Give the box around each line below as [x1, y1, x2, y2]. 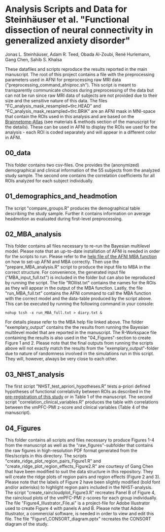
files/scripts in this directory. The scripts [5, 453, 87, 458]
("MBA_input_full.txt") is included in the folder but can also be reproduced [5, 274, 155, 280]
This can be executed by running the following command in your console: [5, 301, 154, 307]
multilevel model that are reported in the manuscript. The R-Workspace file [5, 330, 157, 336]
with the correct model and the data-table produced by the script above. [5, 296, 152, 302]
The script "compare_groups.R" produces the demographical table [5, 205, 140, 211]
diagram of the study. [5, 521, 49, 527]
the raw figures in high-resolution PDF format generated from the [5, 447, 138, 453]
